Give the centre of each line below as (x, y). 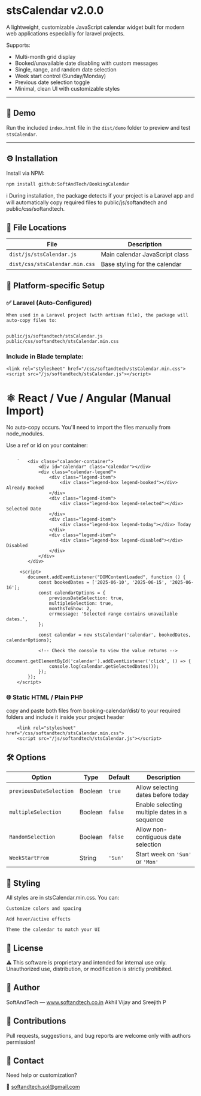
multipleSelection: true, (81, 604)
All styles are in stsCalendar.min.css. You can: (63, 898)
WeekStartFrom (29, 858)
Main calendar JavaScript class (145, 255)
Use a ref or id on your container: (47, 446)
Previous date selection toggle (52, 82)
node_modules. (25, 434)
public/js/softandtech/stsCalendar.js (54, 336)
